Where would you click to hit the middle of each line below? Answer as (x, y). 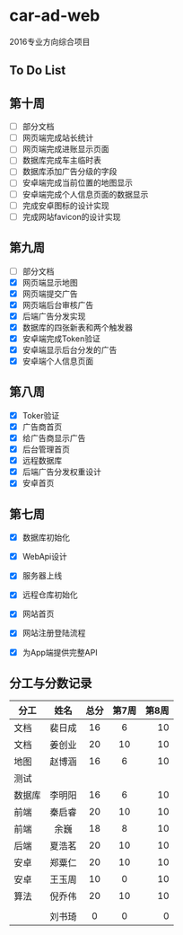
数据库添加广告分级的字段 (70, 172)
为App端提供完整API (60, 652)
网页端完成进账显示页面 (65, 149)
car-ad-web (55, 16)
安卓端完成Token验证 (61, 339)
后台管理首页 (46, 449)
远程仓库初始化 (50, 595)
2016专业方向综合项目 (50, 41)
